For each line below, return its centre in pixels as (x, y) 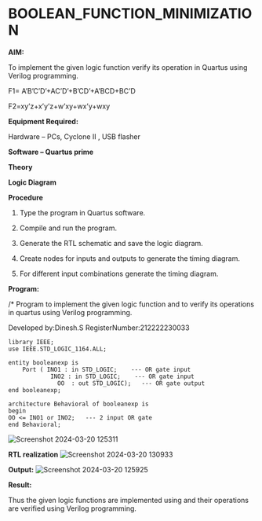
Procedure (25, 197)
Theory (20, 167)
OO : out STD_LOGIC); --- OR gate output (131, 383)
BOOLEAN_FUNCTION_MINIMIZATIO (130, 14)
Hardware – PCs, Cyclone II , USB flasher (75, 136)
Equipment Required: (43, 121)
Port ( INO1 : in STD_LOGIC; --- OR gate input (107, 369)
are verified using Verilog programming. (73, 508)
